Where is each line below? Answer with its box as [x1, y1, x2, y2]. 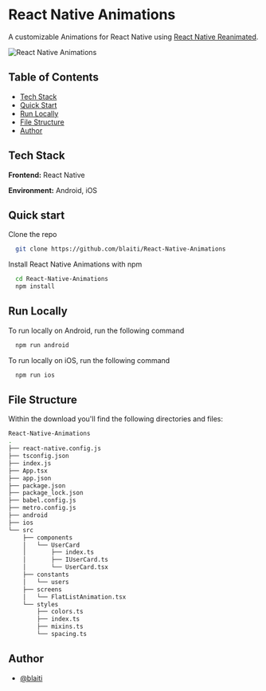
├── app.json [8, 474, 52, 482]
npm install [15, 282, 56, 290]
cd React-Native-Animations [15, 275, 109, 283]
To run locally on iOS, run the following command [8, 355, 170, 365]
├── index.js [8, 459, 52, 468]
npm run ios [15, 371, 56, 379]
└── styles [22, 600, 59, 608]
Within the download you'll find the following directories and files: [8, 414, 224, 424]
